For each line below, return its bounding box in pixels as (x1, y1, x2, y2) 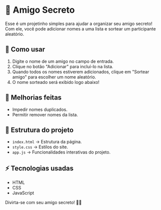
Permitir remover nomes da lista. (12, 111, 79, 117)
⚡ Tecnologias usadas (5, 164, 74, 172)
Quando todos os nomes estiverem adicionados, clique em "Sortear (12, 69, 150, 75)
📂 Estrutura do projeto (5, 126, 74, 134)
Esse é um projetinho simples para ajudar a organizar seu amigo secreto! (5, 21, 153, 26)
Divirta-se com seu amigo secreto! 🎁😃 (5, 200, 82, 206)
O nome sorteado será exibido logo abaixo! (12, 79, 100, 85)
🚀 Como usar (5, 45, 45, 53)
